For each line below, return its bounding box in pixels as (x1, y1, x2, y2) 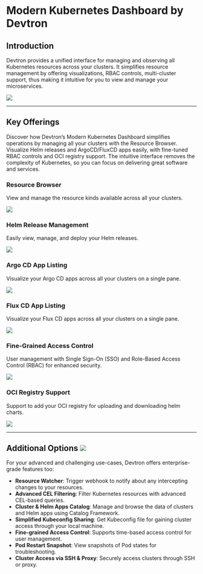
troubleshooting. (14, 548, 56, 555)
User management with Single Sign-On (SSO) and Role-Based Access (6, 355, 181, 362)
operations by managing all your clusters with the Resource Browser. (6, 139, 178, 147)
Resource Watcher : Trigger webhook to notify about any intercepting (14, 477, 188, 485)
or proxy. (14, 561, 38, 569)
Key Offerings (6, 117, 60, 127)
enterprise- (162, 459, 190, 467)
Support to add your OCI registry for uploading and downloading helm (6, 402, 181, 409)
